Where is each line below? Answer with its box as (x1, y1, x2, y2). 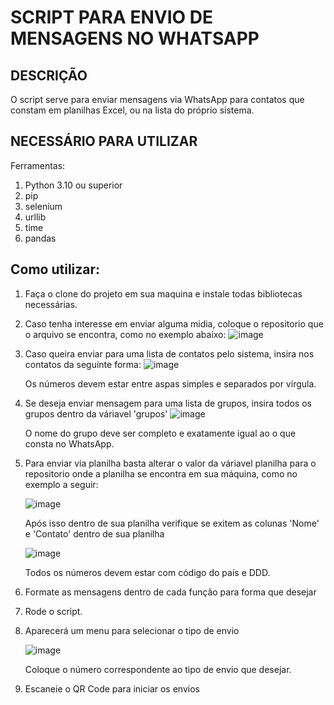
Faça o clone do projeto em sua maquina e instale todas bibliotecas (24, 287, 303, 300)
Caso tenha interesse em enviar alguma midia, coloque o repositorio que (24, 317, 324, 330)
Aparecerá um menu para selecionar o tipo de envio (24, 624, 240, 636)
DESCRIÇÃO (10, 67, 88, 84)
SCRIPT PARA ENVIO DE (10, 6, 213, 29)
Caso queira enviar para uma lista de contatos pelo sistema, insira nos (24, 347, 315, 360)
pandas (24, 232, 57, 244)
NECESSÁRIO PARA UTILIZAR (10, 133, 198, 150)
